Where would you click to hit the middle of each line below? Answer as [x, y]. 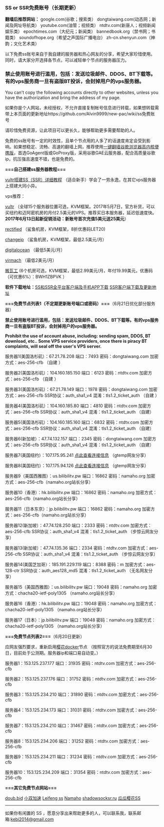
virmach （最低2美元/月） [31, 260]
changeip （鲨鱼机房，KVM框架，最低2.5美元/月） [56, 239]
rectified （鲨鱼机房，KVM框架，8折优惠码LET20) [55, 229]
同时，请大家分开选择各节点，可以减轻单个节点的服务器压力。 [67, 60]
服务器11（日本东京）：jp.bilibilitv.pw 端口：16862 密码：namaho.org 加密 [78, 509]
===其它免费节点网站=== [31, 787]
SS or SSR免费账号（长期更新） [42, 7]
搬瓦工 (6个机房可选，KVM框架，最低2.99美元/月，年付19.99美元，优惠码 [79, 270]
